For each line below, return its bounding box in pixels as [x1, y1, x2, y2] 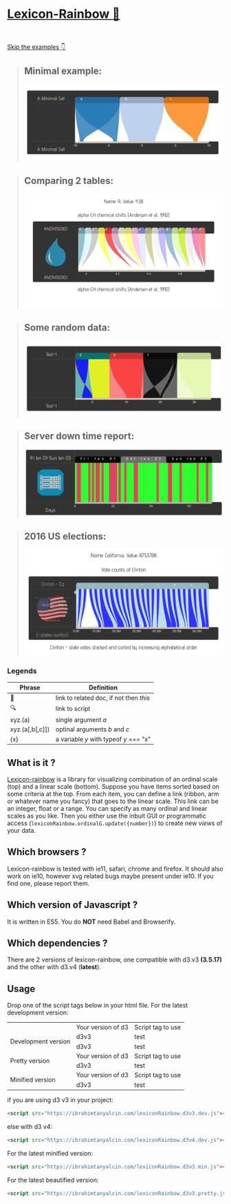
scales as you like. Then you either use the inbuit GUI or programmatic [7, 812, 207, 820]
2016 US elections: [23, 530, 107, 542]
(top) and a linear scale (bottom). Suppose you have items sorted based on [7, 782, 220, 791]
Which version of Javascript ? [7, 899, 138, 911]
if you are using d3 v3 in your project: [7, 1096, 113, 1104]
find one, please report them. [7, 879, 90, 887]
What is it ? [7, 757, 56, 769]
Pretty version [10, 1057, 50, 1065]
